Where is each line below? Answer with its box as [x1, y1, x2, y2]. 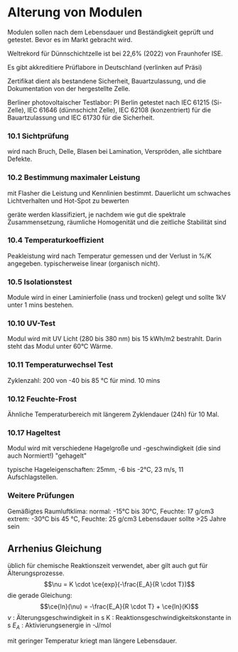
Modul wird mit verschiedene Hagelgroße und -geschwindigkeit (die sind [7, 444, 221, 453]
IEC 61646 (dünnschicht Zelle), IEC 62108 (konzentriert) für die [27, 105, 212, 114]
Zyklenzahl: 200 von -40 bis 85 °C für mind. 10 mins [7, 376, 161, 384]
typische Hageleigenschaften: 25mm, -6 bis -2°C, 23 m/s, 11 [7, 466, 184, 474]
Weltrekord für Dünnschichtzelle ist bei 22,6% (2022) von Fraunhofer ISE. [7, 49, 223, 58]
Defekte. [7, 154, 33, 164]
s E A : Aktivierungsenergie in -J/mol [7, 621, 112, 631]
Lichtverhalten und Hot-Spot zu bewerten [7, 196, 129, 205]
